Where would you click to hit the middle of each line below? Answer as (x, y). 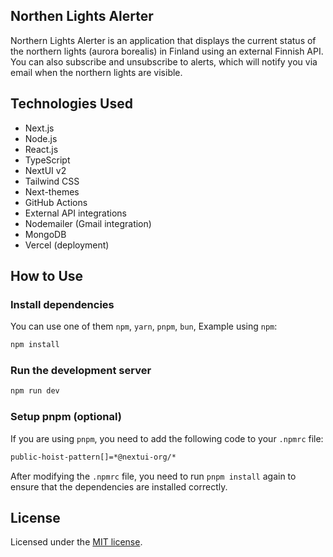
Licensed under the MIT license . (76, 542)
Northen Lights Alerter (82, 16)
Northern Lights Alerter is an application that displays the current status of (163, 40)
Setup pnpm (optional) (66, 417)
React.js (41, 149)
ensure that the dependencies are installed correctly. (119, 486)
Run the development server (81, 371)
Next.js (39, 128)
